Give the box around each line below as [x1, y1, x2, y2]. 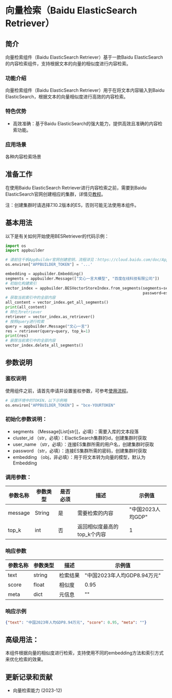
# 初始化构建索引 [5, 281, 37, 286]
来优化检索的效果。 [5, 656, 46, 663]
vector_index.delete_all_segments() [5, 343, 83, 348]
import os [5, 243, 27, 248]
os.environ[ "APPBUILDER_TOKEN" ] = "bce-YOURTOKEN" [5, 402, 116, 408]
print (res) [5, 333, 29, 339]
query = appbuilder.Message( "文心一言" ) [5, 324, 90, 329]
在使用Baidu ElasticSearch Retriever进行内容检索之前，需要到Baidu [5, 184, 147, 190]
